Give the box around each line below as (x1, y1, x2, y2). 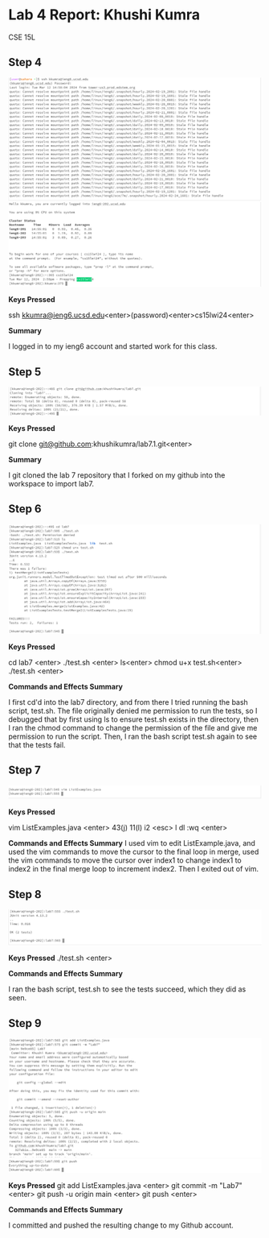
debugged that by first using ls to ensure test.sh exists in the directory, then (8, 714, 259, 724)
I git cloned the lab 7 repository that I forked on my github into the (8, 470, 226, 480)
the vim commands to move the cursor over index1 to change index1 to (8, 855, 243, 865)
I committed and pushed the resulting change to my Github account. (8, 1220, 234, 1230)
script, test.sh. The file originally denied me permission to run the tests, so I (8, 706, 258, 715)
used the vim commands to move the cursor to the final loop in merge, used (8, 847, 259, 857)
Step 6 (8, 502, 42, 516)
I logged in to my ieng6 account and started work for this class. (8, 342, 218, 351)
